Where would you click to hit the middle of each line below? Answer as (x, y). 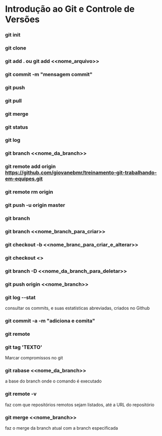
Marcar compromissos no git (34, 358)
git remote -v (21, 394)
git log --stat (20, 297)
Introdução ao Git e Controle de (70, 9)
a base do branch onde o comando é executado (53, 381)
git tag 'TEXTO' (24, 347)
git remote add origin (31, 166)
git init (13, 35)
